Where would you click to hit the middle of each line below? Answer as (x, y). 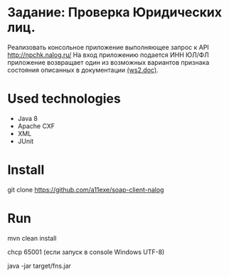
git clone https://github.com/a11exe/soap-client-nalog (86, 189)
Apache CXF (36, 126)
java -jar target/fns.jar (39, 266)
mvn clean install (32, 238)
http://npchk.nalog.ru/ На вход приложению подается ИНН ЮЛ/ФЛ (108, 55)
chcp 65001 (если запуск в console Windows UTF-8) (86, 252)
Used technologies (64, 99)
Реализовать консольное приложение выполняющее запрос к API (108, 47)
